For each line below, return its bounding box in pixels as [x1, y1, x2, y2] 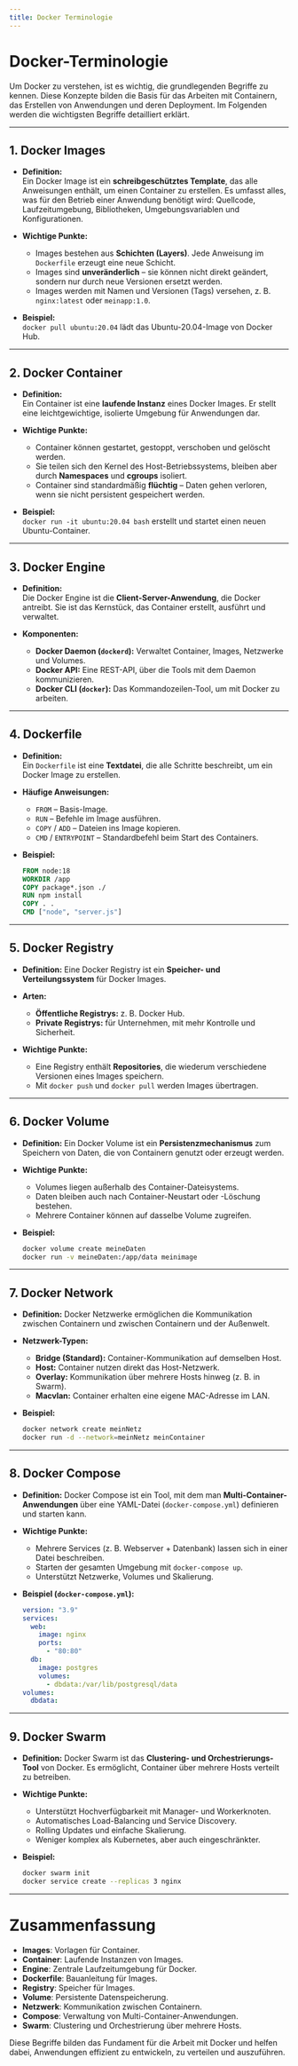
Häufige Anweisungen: [21, 787, 109, 797]
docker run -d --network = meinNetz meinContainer [21, 1433, 206, 1443]
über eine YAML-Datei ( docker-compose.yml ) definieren [79, 1499, 279, 1509]
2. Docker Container [9, 365, 123, 380]
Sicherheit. [35, 1026, 75, 1037]
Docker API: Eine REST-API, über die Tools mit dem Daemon [35, 665, 256, 675]
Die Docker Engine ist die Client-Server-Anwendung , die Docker [21, 592, 262, 603]
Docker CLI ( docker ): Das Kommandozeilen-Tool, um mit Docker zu [35, 684, 280, 693]
